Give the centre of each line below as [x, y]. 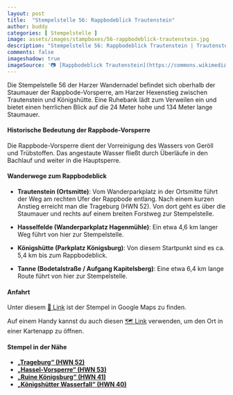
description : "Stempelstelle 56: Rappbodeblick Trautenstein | [101, 46]
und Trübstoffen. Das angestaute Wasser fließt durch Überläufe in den [107, 152]
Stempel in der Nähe [37, 346]
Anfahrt [19, 292]
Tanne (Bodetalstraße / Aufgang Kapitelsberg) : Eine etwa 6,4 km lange [120, 269]
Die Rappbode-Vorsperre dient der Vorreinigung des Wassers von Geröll [110, 146]
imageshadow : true [34, 59]
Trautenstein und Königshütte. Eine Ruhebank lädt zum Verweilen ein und [112, 99]
